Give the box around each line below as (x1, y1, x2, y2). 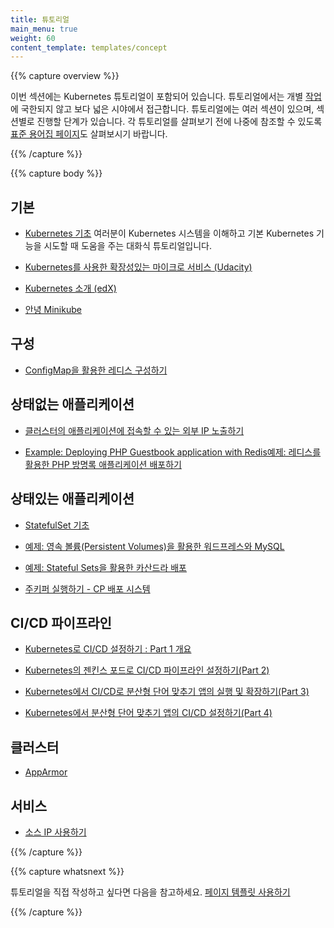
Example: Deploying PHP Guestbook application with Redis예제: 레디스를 (24, 446, 322, 458)
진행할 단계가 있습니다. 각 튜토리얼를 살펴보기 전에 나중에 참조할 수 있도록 (36, 116, 323, 128)
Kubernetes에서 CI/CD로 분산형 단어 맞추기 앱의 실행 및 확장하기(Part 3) (24, 686, 310, 698)
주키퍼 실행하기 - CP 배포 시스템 (24, 582, 151, 595)
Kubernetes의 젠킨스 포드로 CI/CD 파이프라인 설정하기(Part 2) (24, 664, 270, 676)
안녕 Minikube (24, 304, 82, 316)
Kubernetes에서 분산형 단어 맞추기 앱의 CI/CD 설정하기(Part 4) (24, 707, 273, 719)
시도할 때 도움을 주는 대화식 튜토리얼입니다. (43, 240, 212, 252)
